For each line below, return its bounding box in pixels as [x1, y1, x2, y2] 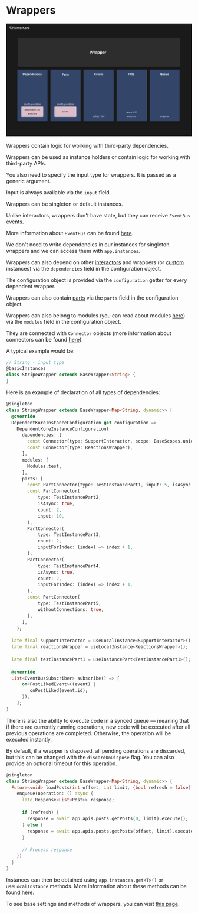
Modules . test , [27, 463, 62, 469]
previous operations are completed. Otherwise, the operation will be [6, 729, 171, 736]
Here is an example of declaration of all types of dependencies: [6, 389, 160, 396]
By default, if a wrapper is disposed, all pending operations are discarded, [6, 747, 186, 754]
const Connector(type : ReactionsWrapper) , [27, 444, 133, 451]
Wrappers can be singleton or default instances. [6, 200, 123, 207]
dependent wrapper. [6, 282, 56, 290]
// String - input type [6, 359, 65, 365]
